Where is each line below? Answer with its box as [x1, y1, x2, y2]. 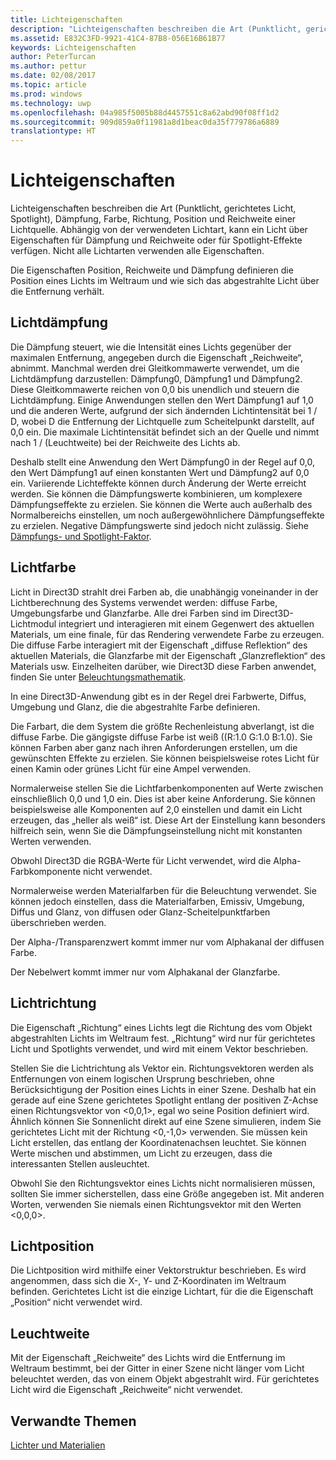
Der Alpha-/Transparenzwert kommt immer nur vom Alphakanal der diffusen [10, 936, 325, 948]
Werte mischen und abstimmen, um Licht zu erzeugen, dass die [10, 1147, 273, 1159]
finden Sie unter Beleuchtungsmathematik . [10, 671, 187, 683]
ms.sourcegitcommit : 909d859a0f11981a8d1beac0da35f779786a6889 [10, 117, 280, 127]
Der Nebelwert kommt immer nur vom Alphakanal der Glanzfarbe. [10, 966, 281, 978]
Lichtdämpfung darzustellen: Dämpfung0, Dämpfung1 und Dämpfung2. [10, 372, 303, 385]
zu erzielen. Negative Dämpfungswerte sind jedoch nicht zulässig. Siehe [10, 519, 309, 531]
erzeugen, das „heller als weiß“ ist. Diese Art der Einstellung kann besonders [10, 814, 326, 826]
